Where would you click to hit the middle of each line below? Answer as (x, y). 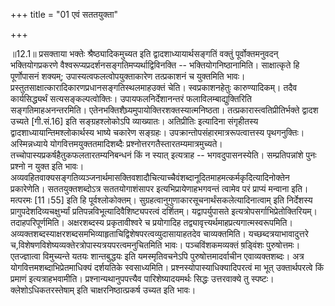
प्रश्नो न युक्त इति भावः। (47, 166)
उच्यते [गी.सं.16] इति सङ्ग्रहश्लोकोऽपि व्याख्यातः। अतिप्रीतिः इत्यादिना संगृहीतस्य (134, 121)
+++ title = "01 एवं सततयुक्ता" (64, 14)
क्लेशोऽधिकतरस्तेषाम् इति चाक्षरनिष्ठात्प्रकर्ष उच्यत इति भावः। (103, 290)
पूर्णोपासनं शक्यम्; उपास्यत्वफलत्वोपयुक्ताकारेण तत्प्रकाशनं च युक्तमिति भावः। (128, 76)
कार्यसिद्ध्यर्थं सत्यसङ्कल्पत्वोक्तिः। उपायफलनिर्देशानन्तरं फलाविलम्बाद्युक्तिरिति (131, 98)
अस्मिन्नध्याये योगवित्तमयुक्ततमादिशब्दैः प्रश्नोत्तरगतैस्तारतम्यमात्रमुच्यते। (116, 143)
